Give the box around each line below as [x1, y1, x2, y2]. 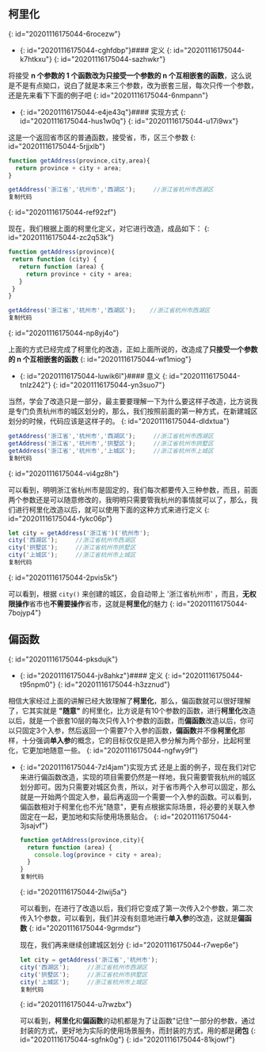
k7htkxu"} [19, 54, 53, 63]
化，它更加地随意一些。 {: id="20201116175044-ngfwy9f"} [8, 745, 199, 755]
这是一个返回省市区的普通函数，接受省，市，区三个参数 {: [8, 132, 196, 142]
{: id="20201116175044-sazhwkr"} [54, 54, 166, 63]
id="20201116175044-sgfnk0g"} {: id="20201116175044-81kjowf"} [19, 1035, 236, 1044]
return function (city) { [11, 256, 97, 264]
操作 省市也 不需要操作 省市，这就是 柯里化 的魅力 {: [14, 599, 175, 608]
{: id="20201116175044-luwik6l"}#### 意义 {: [19, 372, 168, 381]
